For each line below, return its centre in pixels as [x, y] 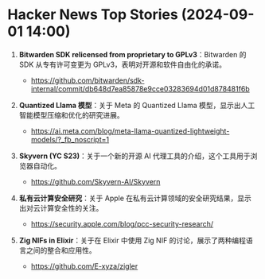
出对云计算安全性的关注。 [61, 207]
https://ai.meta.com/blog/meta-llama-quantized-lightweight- [130, 131]
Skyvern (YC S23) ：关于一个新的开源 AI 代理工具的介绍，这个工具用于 [135, 156]
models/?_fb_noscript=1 [70, 139]
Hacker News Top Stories [93, 15]
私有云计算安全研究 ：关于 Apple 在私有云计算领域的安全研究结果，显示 [135, 198]
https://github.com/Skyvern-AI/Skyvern [95, 181]
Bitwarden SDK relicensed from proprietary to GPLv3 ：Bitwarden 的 [132, 54]
